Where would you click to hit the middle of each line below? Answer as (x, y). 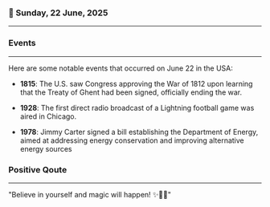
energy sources (46, 148)
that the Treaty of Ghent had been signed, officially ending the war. (131, 92)
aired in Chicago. (48, 116)
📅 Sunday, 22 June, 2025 (58, 13)
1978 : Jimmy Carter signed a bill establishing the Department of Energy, (139, 132)
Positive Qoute (38, 169)
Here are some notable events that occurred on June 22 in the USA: (121, 68)
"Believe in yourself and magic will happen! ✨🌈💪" (90, 194)
